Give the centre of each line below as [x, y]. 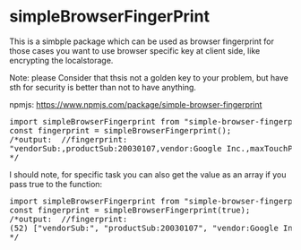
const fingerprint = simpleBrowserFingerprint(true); [130, 210]
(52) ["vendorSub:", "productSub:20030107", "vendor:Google [144, 228]
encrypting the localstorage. [61, 60]
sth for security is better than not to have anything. [103, 87]
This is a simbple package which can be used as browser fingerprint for [142, 41]
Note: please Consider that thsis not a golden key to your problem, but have [149, 77]
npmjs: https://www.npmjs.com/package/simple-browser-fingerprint [136, 104]
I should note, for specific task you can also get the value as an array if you [148, 174]
